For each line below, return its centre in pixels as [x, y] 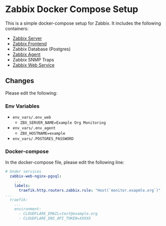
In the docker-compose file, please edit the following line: [65, 163]
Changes [20, 81]
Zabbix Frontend [29, 43]
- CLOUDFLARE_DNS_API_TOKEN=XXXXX [55, 218]
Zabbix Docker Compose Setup [72, 9]
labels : [22, 185]
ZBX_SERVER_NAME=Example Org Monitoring [63, 123]
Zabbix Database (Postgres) [41, 49]
